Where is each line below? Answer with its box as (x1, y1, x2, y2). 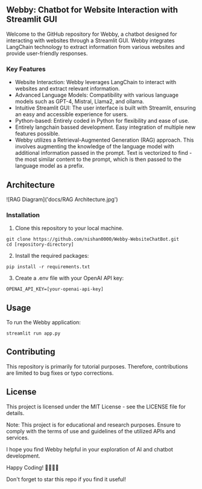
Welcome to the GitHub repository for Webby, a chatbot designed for (6, 30, 178, 38)
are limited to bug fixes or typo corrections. (6, 369, 114, 376)
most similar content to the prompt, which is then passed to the (24, 156, 182, 163)
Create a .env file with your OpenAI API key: (14, 275, 124, 282)
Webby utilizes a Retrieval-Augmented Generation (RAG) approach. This (14, 136, 194, 144)
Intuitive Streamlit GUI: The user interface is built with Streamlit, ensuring (14, 104, 196, 111)
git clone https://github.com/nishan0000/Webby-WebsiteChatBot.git (6, 236, 180, 243)
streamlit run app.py (6, 330, 61, 336)
